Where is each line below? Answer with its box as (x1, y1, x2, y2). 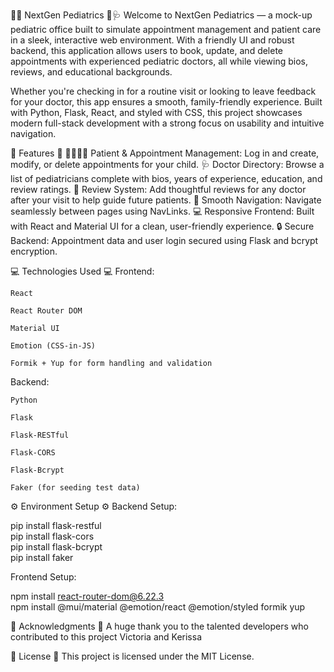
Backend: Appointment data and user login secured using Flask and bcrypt (10, 235, 319, 246)
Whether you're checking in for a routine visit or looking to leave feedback (10, 85, 317, 97)
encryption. (10, 245, 58, 257)
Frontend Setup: (10, 571, 77, 583)
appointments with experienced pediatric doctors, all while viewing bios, (10, 55, 308, 67)
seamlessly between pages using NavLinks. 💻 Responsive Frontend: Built (10, 205, 315, 217)
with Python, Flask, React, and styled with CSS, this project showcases (10, 107, 303, 118)
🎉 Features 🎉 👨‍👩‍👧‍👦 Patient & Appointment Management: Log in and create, (10, 147, 320, 159)
